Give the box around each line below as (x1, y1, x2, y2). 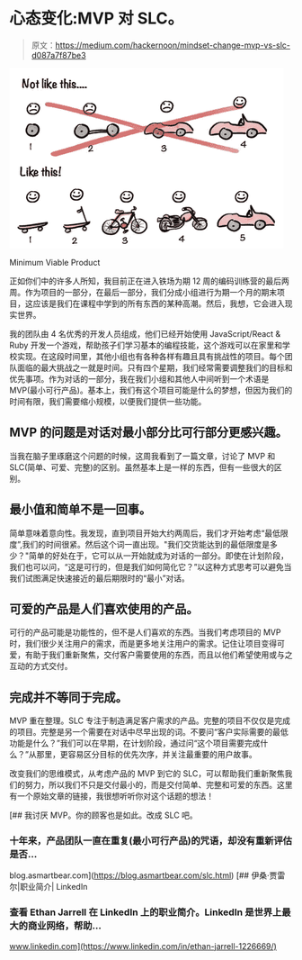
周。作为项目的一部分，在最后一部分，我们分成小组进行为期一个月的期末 (9, 286, 277, 297)
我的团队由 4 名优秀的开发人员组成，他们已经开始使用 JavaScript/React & (9, 328, 281, 339)
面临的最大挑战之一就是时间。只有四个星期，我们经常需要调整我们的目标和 (16, 362, 293, 373)
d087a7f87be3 (31, 50, 87, 60)
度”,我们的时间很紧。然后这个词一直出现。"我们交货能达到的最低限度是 (9, 539, 271, 549)
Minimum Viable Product (9, 257, 101, 267)
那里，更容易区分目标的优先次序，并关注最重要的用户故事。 (36, 749, 258, 760)
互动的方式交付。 (9, 661, 73, 672)
